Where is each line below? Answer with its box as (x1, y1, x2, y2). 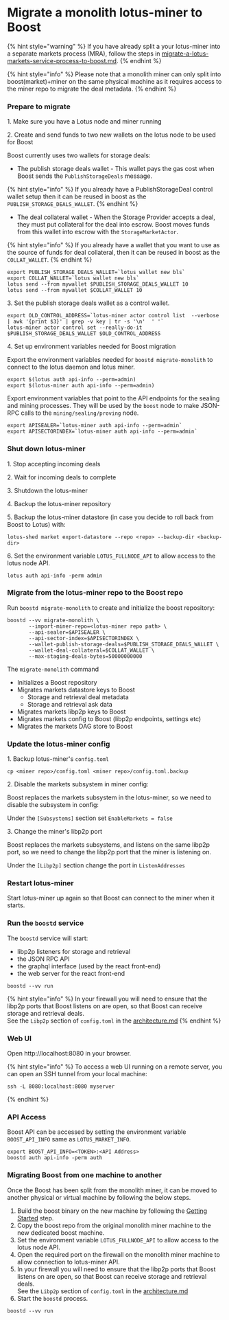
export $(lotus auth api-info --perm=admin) (7, 376, 136, 383)
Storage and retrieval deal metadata (27, 692, 129, 701)
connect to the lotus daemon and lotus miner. (7, 363, 135, 372)
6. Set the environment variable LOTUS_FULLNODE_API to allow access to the (7, 551, 216, 560)
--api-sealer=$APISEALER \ (28, 628, 106, 636)
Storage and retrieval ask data (27, 700, 113, 708)
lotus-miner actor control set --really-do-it (7, 324, 143, 331)
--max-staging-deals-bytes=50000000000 (28, 652, 143, 660)
